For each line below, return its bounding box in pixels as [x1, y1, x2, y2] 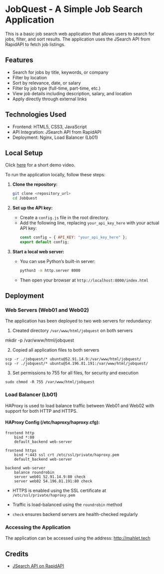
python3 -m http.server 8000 [19, 268, 81, 273]
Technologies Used [5, 110, 66, 119]
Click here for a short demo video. [5, 162, 76, 168]
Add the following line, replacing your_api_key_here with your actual [19, 220, 160, 226]
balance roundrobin [14, 470, 55, 475]
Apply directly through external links [12, 96, 87, 102]
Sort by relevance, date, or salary [12, 80, 81, 86]
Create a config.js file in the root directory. [19, 214, 110, 221]
